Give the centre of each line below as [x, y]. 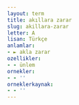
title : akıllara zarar [39, 20]
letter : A [21, 33]
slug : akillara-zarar [38, 26]
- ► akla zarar [29, 52]
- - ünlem [21, 65]
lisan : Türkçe [27, 39]
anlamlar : [21, 46]
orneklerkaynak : [30, 84]
